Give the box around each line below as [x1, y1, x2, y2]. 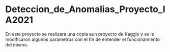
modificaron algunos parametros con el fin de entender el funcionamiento [5, 36, 160, 42]
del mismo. [5, 41, 29, 47]
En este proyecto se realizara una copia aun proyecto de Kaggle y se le [5, 31, 154, 37]
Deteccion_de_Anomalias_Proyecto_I [5, 4, 165, 15]
